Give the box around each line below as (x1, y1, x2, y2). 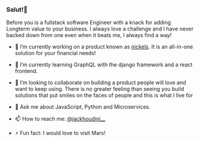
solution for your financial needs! (14, 50, 96, 57)
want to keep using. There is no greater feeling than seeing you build (14, 85, 184, 93)
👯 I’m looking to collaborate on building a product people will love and (14, 79, 186, 86)
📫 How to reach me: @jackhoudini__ (14, 115, 106, 122)
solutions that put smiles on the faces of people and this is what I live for (14, 92, 193, 99)
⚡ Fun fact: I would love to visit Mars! (14, 130, 106, 137)
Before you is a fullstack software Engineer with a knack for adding (6, 19, 171, 26)
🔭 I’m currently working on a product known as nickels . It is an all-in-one (14, 43, 193, 50)
